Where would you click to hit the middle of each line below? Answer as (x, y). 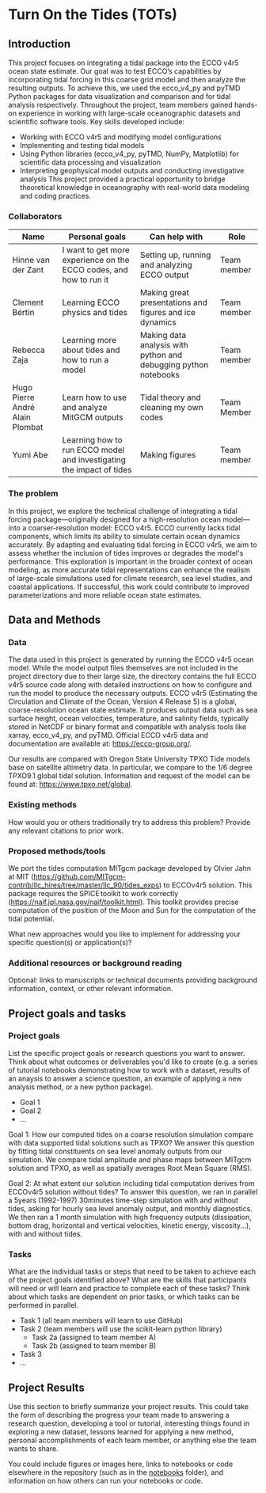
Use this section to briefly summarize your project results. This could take (129, 1406)
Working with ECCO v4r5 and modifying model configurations (120, 137)
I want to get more (96, 250)
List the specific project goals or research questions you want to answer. (127, 1053)
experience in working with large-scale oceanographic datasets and (129, 113)
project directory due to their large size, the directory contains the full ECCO (133, 676)
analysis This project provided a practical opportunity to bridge (122, 179)
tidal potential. (31, 918)
